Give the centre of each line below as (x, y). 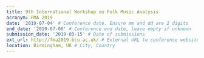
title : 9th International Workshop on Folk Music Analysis (83, 12)
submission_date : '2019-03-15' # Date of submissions (76, 34)
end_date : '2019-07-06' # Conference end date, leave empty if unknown (99, 29)
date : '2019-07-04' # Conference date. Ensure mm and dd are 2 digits (97, 23)
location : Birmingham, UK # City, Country (61, 46)
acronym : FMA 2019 (29, 18)
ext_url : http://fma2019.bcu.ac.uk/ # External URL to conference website (103, 40)
